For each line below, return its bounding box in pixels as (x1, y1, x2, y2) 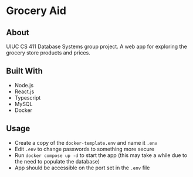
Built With (6, 66, 43, 76)
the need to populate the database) (14, 158, 100, 165)
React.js (14, 88, 35, 95)
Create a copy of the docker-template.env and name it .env (14, 139, 158, 146)
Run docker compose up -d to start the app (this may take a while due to (14, 151, 188, 159)
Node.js (14, 81, 34, 88)
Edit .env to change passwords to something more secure (14, 145, 154, 152)
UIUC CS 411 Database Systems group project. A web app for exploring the (6, 43, 188, 50)
